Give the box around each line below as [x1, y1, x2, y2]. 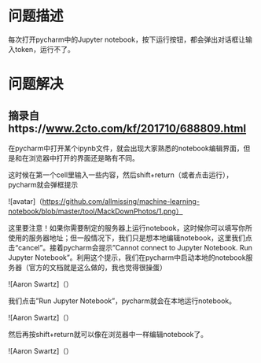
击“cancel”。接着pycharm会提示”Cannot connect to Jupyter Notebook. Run [8, 243, 253, 252]
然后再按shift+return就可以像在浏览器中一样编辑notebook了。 [8, 329, 208, 339]
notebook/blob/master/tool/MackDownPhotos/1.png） [8, 206, 183, 216]
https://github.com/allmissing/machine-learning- [42, 196, 200, 206]
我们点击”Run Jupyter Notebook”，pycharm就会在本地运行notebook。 [8, 296, 236, 306]
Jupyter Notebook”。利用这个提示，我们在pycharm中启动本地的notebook [8, 253, 246, 262]
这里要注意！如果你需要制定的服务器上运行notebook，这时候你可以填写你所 [8, 223, 253, 232]
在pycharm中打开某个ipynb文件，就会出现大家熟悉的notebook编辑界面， [8, 143, 244, 153]
